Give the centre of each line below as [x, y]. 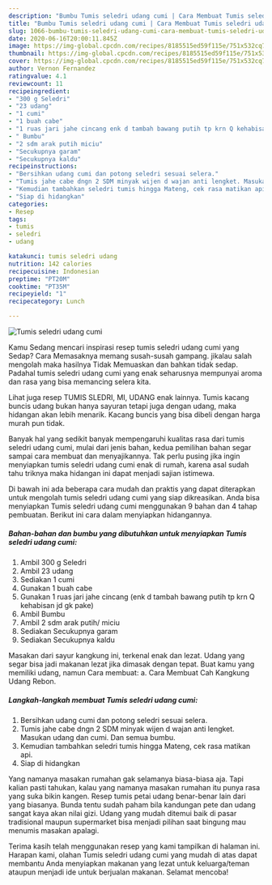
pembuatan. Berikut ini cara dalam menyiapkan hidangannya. [110, 515]
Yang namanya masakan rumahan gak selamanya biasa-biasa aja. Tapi [126, 779]
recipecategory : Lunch [47, 302]
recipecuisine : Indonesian [54, 271]
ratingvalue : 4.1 [38, 76]
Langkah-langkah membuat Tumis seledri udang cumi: [103, 700]
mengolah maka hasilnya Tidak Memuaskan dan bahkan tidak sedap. [123, 364]
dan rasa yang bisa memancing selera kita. [80, 382]
